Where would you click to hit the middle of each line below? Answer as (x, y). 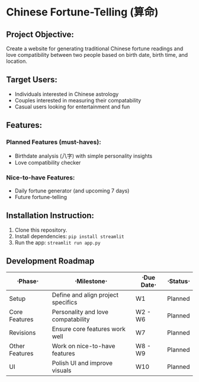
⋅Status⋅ (179, 281)
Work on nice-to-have (84, 346)
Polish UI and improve (82, 363)
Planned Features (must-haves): (54, 142)
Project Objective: (40, 34)
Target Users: (32, 80)
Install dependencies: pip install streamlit (69, 236)
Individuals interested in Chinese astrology (67, 94)
